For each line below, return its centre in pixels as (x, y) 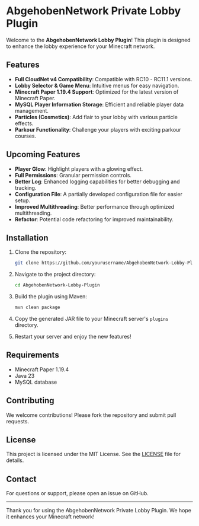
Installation (27, 238)
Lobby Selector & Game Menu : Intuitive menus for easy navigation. (97, 85)
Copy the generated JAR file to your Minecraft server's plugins (92, 319)
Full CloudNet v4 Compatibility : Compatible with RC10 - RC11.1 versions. (103, 79)
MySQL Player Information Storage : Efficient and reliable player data (99, 104)
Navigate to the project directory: (55, 275)
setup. (23, 200)
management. (32, 110)
